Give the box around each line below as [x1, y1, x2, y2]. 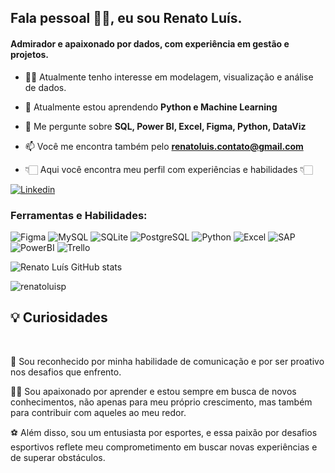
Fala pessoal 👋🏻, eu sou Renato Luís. [10, 10, 243, 27]
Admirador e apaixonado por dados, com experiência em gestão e [10, 37, 290, 50]
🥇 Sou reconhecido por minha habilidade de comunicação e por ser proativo [10, 355, 325, 367]
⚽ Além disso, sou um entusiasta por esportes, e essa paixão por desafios [10, 426, 318, 438]
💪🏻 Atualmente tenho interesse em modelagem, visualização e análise [24, 71, 314, 83]
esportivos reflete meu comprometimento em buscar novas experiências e [10, 441, 318, 453]
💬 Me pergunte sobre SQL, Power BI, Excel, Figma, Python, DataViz [24, 120, 307, 132]
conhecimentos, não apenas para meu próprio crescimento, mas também [10, 396, 313, 408]
